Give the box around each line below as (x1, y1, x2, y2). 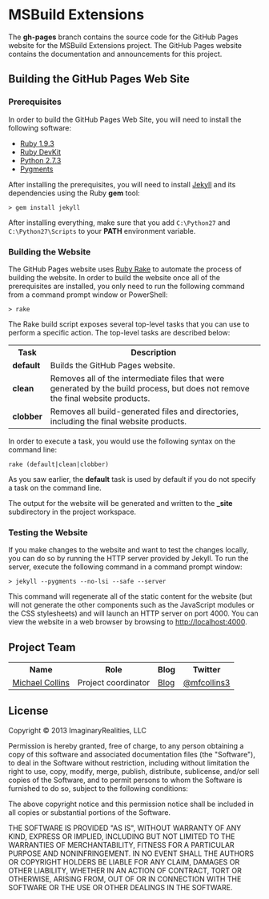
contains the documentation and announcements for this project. (8, 49, 223, 58)
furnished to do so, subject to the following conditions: (8, 783, 188, 793)
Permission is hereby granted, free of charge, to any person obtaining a (8, 740, 244, 750)
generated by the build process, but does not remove (50, 383, 250, 394)
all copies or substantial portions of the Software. (8, 807, 171, 817)
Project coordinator (77, 677, 151, 688)
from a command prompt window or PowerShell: (8, 290, 168, 299)
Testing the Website (8, 527, 88, 538)
